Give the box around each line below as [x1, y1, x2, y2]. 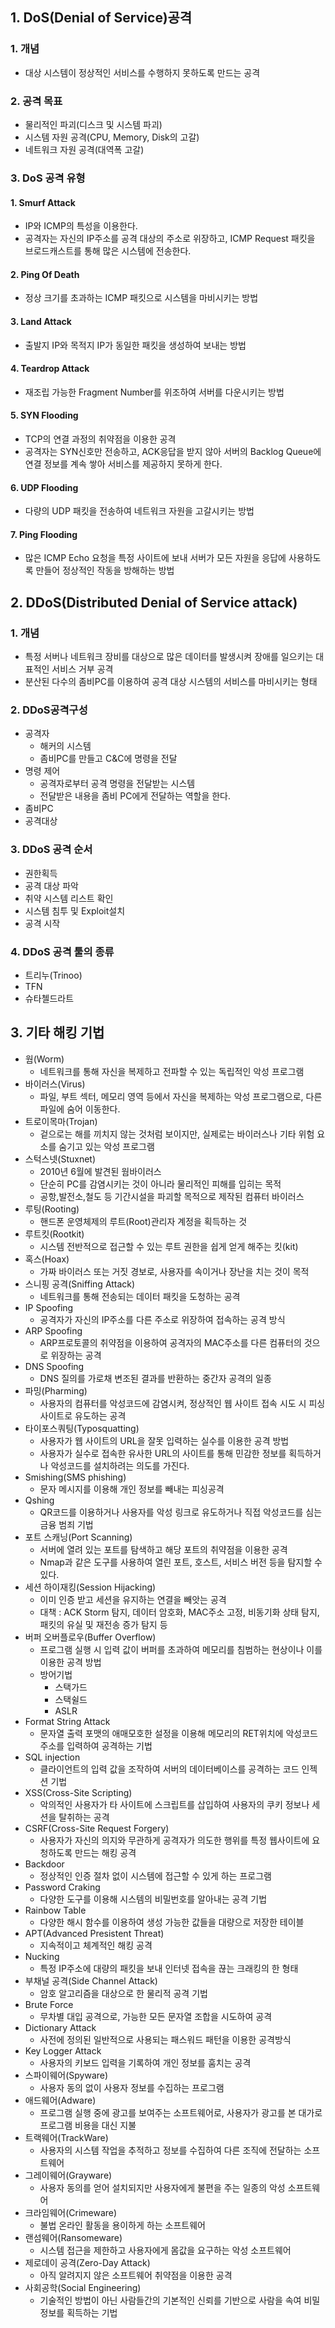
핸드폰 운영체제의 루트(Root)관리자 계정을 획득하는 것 [39, 1215, 248, 1227]
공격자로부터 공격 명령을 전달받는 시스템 [39, 778, 196, 790]
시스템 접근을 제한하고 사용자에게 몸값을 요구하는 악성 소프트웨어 [39, 2244, 292, 2256]
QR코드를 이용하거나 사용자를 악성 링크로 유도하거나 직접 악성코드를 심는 [39, 1506, 323, 1518]
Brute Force [24, 1998, 74, 2010]
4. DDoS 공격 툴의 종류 [10, 944, 115, 958]
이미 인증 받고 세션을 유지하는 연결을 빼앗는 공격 [39, 1593, 227, 1605]
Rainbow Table [24, 1904, 87, 1916]
